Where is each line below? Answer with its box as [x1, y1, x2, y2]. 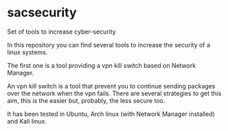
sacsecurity [7, 5, 77, 21]
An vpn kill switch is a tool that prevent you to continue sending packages [7, 82, 216, 90]
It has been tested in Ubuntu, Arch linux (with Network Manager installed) [7, 110, 215, 118]
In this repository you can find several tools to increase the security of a [7, 40, 211, 49]
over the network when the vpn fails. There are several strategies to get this [7, 89, 222, 97]
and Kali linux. [7, 117, 47, 125]
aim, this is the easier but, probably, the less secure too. [7, 96, 166, 104]
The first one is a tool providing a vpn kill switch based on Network [7, 61, 196, 69]
